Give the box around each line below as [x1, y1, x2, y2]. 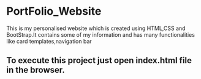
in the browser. [6, 65, 66, 75]
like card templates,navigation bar [6, 37, 92, 45]
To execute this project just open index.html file [6, 55, 192, 66]
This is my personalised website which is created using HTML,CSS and [6, 24, 186, 32]
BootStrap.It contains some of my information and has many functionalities [6, 31, 195, 38]
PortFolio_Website [6, 4, 102, 18]
